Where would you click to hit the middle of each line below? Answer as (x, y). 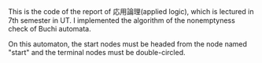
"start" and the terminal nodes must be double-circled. (97, 52)
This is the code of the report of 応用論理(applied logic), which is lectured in (131, 11)
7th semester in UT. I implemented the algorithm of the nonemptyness (122, 20)
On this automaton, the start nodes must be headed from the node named (128, 44)
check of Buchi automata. (50, 29)
